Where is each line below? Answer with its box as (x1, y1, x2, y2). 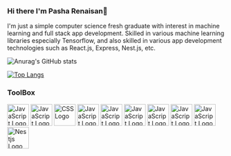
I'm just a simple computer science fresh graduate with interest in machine (7, 22, 220, 30)
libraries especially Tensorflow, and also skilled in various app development (7, 37, 223, 45)
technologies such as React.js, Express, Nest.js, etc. (7, 44, 156, 52)
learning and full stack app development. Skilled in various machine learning (7, 29, 225, 37)
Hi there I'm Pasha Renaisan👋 (7, 6, 108, 16)
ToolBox (7, 88, 36, 97)
